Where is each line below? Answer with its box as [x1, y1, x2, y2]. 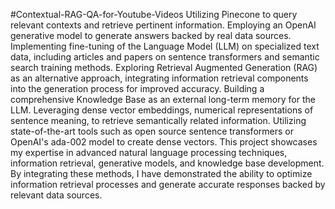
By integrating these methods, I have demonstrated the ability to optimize [10, 168, 313, 179]
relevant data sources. [10, 189, 103, 201]
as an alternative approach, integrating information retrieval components [10, 72, 309, 84]
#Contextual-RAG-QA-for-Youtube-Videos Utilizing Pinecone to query [10, 9, 298, 20]
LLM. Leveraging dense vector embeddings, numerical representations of [10, 104, 314, 116]
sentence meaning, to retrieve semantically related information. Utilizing [10, 115, 307, 126]
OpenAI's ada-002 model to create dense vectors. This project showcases [10, 136, 318, 148]
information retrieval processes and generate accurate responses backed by [10, 179, 326, 190]
